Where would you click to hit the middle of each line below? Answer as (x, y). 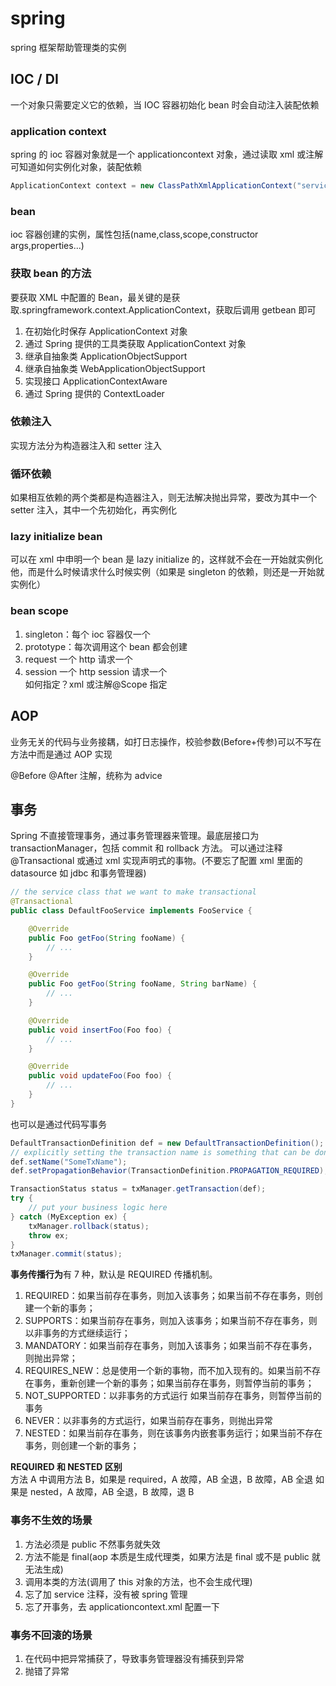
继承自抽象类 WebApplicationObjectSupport (115, 368)
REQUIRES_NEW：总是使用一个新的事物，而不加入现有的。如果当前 (164, 1371)
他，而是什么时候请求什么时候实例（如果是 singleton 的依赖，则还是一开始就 (167, 572)
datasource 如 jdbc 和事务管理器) (78, 873)
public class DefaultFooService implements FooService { (131, 911)
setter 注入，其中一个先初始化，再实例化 (93, 510)
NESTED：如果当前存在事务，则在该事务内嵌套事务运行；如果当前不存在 (173, 1433)
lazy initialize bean (56, 537)
